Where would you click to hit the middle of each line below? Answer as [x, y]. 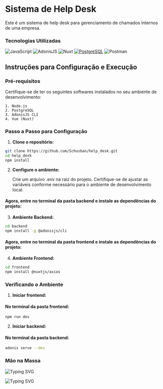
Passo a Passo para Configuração [46, 131]
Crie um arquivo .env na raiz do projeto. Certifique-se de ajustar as [80, 179]
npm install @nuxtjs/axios [33, 272]
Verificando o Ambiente [34, 284]
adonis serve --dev [25, 348]
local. [18, 190]
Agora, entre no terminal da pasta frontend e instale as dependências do [81, 242]
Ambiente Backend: [33, 217]
